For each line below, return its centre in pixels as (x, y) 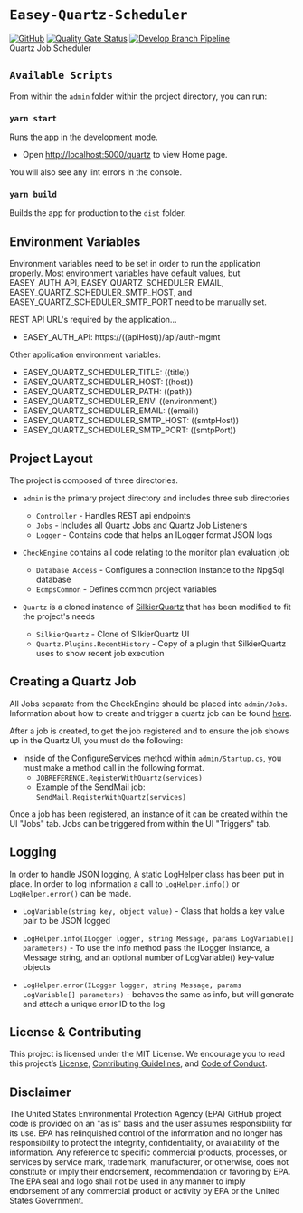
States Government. (47, 1201)
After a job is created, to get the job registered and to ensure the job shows (149, 731)
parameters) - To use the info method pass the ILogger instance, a (146, 947)
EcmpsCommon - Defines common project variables (126, 589)
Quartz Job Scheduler (51, 48)
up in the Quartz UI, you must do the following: (96, 740)
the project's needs (58, 616)
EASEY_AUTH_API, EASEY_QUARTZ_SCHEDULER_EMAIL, (117, 283)
